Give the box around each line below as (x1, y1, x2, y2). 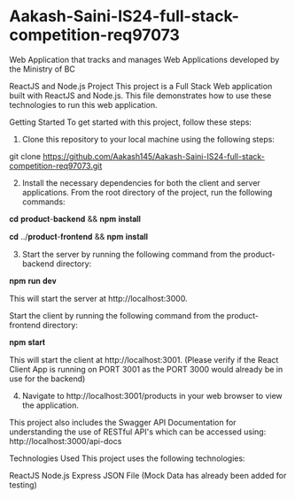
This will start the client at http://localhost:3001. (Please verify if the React (9, 354, 279, 365)
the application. (21, 400, 80, 411)
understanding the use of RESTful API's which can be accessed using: (9, 426, 267, 437)
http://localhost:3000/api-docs (9, 435, 122, 446)
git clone (9, 150, 42, 161)
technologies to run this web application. (9, 99, 158, 110)
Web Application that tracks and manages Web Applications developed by (9, 54, 280, 65)
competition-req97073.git (9, 160, 103, 171)
